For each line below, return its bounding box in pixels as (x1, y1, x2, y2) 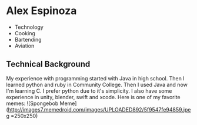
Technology (14, 23, 44, 31)
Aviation (14, 42, 35, 49)
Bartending (14, 36, 42, 43)
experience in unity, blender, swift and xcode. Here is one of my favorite (6, 93, 181, 100)
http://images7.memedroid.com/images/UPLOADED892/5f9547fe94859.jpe (8, 106, 191, 113)
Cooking (14, 29, 35, 36)
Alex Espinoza (6, 4, 77, 18)
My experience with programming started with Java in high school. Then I (6, 75, 185, 82)
